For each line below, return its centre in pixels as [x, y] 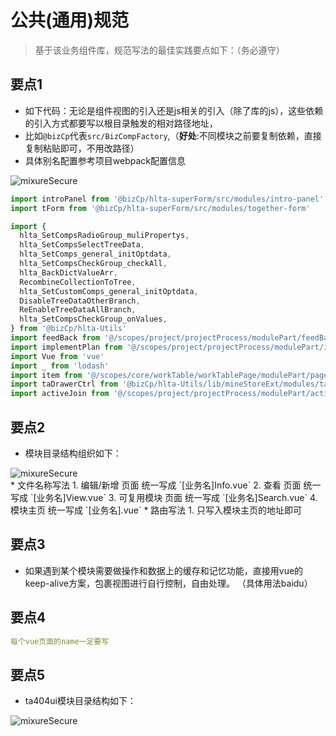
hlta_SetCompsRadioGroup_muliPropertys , [104, 236]
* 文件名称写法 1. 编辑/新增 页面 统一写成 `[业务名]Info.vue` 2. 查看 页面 [156, 485]
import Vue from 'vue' [57, 356]
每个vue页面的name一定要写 [60, 641]
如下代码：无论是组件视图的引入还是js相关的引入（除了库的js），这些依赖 [174, 110]
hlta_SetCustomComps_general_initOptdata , [109, 291]
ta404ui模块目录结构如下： [80, 701]
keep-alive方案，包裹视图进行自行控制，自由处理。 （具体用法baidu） [168, 583]
